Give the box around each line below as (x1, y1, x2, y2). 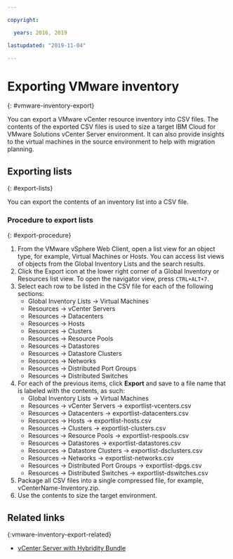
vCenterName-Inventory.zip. (17, 484, 100, 492)
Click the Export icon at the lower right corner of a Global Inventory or (17, 267, 220, 276)
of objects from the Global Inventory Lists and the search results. (17, 259, 206, 268)
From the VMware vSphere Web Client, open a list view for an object (17, 245, 215, 253)
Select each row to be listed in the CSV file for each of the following (17, 282, 214, 290)
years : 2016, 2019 (13, 29, 68, 36)
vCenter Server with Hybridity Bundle (17, 544, 126, 553)
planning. (7, 145, 34, 153)
